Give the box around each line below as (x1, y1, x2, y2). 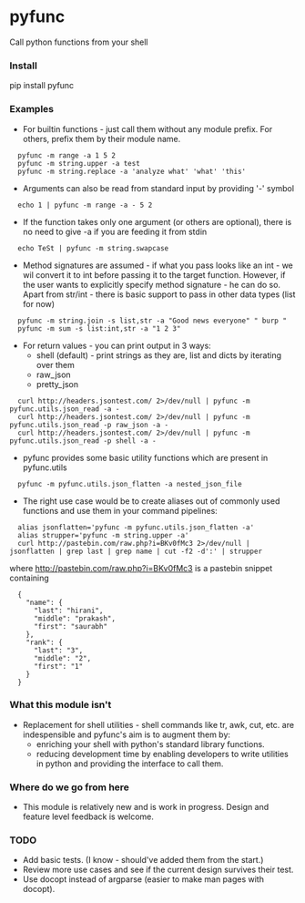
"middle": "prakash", (33, 613, 117, 623)
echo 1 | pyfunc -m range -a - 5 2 (17, 200, 153, 210)
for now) (22, 298, 56, 309)
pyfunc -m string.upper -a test (17, 159, 141, 168)
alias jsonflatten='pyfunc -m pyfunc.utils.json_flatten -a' (17, 522, 255, 532)
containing (9, 572, 50, 583)
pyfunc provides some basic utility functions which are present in (22, 452, 269, 463)
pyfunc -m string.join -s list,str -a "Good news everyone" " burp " (17, 316, 287, 325)
